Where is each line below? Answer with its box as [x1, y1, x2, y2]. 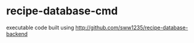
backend [6, 30, 28, 37]
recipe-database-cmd [6, 4, 118, 18]
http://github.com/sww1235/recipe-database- [75, 24, 188, 31]
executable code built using [6, 24, 75, 31]
